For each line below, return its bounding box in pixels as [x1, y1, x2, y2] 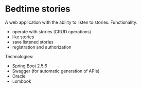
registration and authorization [12, 44, 71, 50]
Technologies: [5, 53, 34, 59]
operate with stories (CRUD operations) [12, 29, 91, 34]
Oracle [12, 73, 26, 79]
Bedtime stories [5, 3, 71, 15]
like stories [12, 34, 34, 40]
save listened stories [12, 39, 53, 44]
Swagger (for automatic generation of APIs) [12, 68, 100, 73]
